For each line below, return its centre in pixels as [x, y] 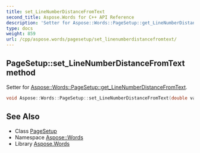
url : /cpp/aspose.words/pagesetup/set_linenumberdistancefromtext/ [92, 39]
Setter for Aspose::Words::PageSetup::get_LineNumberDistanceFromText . [97, 87]
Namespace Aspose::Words [49, 137]
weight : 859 [21, 34]
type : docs [20, 28]
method [21, 73]
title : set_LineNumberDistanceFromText [56, 12]
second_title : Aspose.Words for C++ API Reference [70, 17]
